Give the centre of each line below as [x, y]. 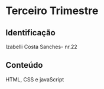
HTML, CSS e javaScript [35, 79]
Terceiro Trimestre [52, 11]
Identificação [30, 33]
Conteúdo [24, 65]
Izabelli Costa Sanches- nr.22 [41, 47]
